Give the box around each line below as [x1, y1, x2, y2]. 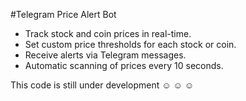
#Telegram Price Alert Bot [10, 9, 117, 20]
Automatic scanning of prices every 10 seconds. [24, 60, 224, 71]
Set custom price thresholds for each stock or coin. [24, 39, 237, 50]
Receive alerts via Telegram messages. [24, 49, 187, 61]
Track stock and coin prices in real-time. [24, 28, 192, 39]
